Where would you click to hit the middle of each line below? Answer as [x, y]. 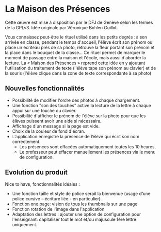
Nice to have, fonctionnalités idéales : [42, 184]
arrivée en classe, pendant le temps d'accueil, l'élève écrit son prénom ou [79, 42]
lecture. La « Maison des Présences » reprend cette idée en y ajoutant [75, 63]
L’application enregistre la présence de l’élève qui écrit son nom [76, 136]
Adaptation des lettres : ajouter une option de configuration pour [76, 214]
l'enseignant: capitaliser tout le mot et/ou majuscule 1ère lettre [74, 219]
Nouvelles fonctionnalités [45, 89]
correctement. [26, 142]
